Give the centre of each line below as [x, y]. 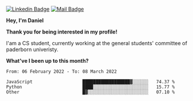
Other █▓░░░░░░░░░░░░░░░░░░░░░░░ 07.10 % [91, 92]
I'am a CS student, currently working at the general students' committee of [97, 43]
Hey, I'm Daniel [25, 20]
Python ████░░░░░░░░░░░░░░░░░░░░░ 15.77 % [91, 87]
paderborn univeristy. [32, 49]
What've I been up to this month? [48, 61]
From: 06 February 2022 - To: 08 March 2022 [61, 72]
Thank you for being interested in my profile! [62, 32]
